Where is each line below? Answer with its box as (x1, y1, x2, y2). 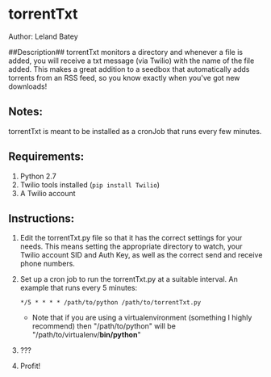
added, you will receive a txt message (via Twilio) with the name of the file (8, 56, 255, 65)
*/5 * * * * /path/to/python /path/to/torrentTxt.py (19, 299, 202, 307)
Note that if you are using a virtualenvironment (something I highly (31, 312, 252, 323)
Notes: (8, 105, 43, 119)
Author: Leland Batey (8, 31, 78, 41)
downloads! (8, 82, 48, 91)
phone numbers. (19, 259, 75, 269)
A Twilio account (19, 188, 76, 198)
